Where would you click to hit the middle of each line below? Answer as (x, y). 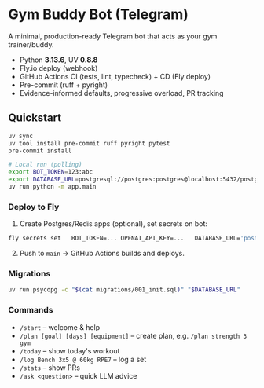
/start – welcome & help (60, 327)
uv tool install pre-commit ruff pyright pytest (89, 143)
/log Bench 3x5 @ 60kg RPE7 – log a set (83, 359)
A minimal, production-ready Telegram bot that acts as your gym (113, 36)
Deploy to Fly (34, 207)
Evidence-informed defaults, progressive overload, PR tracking (121, 93)
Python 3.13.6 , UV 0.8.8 (59, 60)
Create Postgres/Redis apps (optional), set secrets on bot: (114, 224)
